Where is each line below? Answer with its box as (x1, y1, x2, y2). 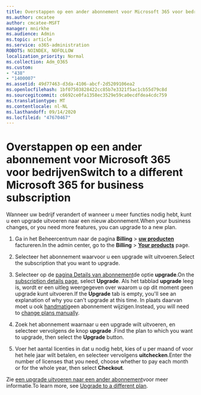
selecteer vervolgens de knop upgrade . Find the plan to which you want (14, 327, 193, 335)
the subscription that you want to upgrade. (14, 260, 120, 267)
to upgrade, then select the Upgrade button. (14, 333, 124, 341)
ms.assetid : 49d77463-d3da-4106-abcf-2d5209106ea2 (6, 81, 135, 87)
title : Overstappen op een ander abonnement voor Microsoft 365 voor (6, 8, 184, 15)
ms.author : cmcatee (6, 14, 55, 20)
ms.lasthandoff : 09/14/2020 (6, 109, 77, 115)
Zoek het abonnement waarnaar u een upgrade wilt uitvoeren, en (14, 321, 175, 328)
